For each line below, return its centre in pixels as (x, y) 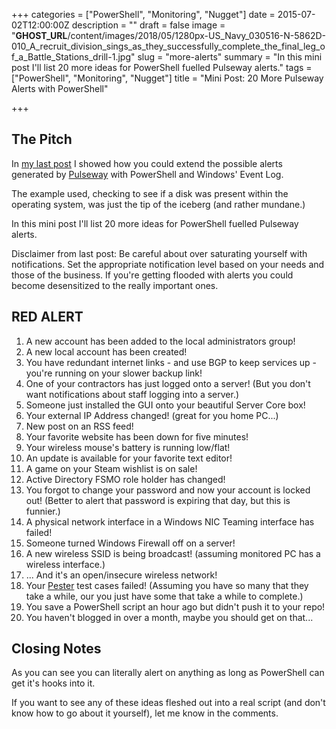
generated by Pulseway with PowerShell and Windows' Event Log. (147, 174)
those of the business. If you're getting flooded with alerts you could (152, 275)
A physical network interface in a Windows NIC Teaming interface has (170, 521)
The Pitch (42, 139)
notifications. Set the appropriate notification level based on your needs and (168, 264)
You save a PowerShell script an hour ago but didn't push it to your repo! (175, 606)
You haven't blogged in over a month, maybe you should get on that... (169, 617)
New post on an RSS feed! (79, 426)
